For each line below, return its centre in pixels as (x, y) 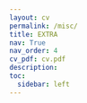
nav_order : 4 (34, 51)
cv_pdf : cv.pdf (38, 59)
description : (34, 68)
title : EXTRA (34, 34)
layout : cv (30, 17)
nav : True (28, 43)
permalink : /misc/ (43, 26)
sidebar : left (43, 84)
